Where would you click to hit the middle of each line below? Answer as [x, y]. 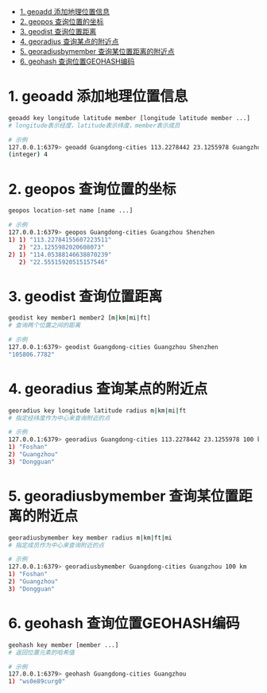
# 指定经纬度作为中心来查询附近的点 [59, 418]
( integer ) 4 [28, 155]
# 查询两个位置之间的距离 [44, 325]
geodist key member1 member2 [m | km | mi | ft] [79, 318]
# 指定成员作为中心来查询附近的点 [56, 545]
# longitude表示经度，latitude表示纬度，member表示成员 [94, 126]
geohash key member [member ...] [64, 645]
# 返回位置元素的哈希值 [42, 652]
